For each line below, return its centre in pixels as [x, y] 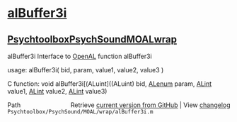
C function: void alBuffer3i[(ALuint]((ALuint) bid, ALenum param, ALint [110, 84]
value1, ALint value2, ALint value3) [57, 91]
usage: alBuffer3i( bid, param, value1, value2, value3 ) [86, 70]
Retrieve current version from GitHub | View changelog [150, 105]
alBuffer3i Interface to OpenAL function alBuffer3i [80, 56]
